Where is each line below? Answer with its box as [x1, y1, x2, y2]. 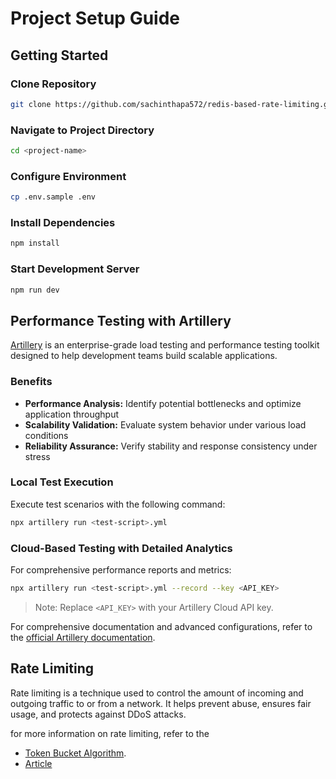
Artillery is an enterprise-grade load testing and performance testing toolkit [10, 339, 320, 351]
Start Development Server [10, 262, 140, 276]
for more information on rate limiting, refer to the [10, 727, 210, 739]
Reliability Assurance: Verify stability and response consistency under [24, 440, 318, 452]
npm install [10, 238, 60, 249]
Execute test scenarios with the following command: [10, 498, 226, 510]
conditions [24, 429, 69, 441]
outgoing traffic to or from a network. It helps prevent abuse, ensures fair [10, 697, 312, 709]
